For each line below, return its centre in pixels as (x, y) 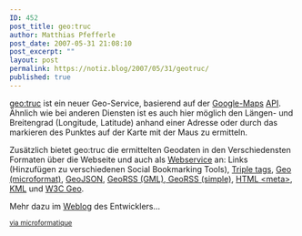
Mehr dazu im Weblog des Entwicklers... (85, 206)
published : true (40, 77)
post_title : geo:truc (50, 26)
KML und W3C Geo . (47, 189)
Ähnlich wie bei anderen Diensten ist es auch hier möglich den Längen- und (151, 113)
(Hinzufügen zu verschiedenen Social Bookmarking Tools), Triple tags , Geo (151, 169)
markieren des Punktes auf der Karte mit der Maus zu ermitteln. (129, 132)
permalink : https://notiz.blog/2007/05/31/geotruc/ (109, 69)
